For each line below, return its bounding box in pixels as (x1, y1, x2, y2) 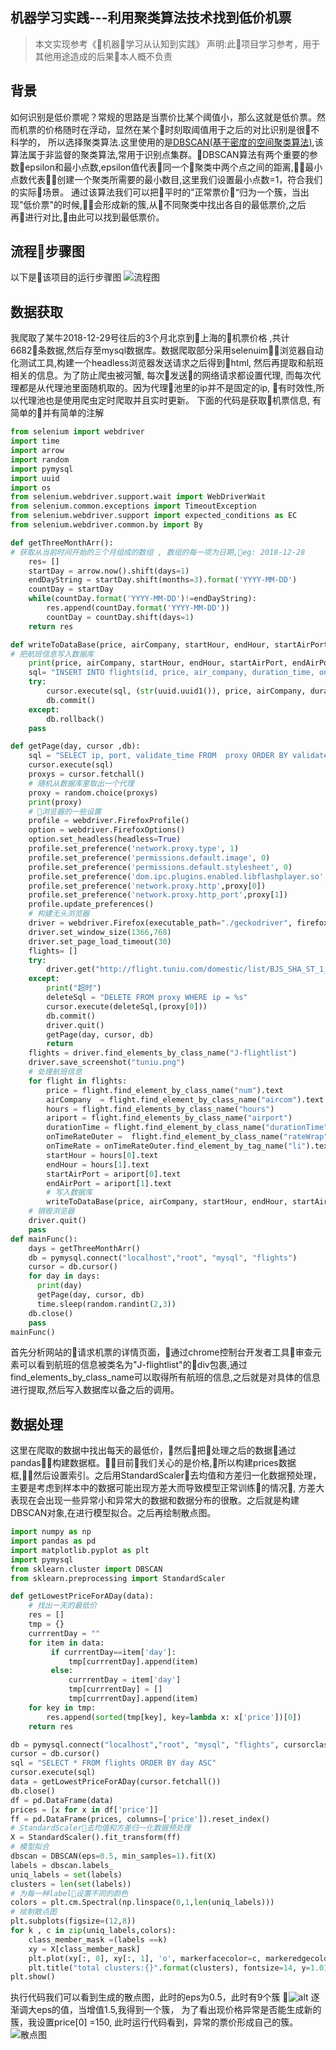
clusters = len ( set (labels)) (10, 1879, 132, 1889)
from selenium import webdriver (10, 427, 145, 437)
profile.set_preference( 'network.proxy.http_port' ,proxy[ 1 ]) (28, 890, 288, 900)
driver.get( (46, 964, 97, 975)
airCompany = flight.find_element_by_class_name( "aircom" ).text (46, 1094, 325, 1105)
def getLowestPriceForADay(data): (10, 1591, 155, 1602)
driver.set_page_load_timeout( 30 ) (28, 936, 172, 947)
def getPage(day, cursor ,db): (10, 741, 141, 752)
